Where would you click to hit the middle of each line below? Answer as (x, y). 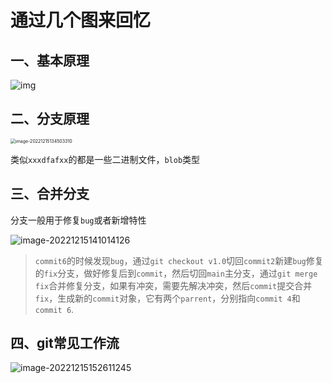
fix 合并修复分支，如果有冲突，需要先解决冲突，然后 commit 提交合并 (173, 285)
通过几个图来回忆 (81, 20)
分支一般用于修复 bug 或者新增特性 (78, 220)
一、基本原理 (50, 60)
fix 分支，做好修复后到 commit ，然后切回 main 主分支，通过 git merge (180, 273)
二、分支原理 (50, 119)
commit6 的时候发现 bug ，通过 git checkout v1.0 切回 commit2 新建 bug (170, 260)
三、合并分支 (50, 194)
